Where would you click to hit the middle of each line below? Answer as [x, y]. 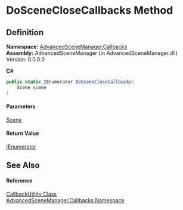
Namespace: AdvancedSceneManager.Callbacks [67, 47]
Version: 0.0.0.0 [26, 59]
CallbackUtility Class [32, 194]
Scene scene [32, 87]
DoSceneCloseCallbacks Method [90, 10]
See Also [23, 166]
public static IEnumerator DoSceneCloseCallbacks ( [70, 82]
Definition [25, 33]
